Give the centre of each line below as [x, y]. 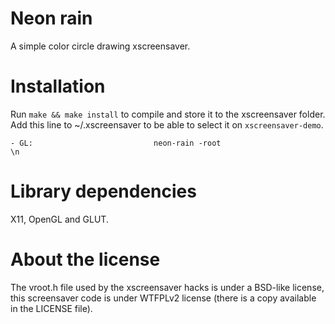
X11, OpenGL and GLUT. [59, 219]
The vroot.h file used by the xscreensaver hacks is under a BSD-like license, [167, 287]
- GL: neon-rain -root [116, 143]
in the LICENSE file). [51, 308]
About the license [85, 259]
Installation [58, 86]
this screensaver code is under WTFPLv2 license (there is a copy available [163, 298]
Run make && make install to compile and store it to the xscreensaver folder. [168, 114]
